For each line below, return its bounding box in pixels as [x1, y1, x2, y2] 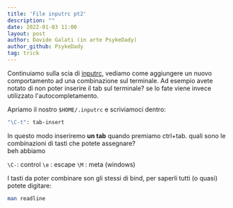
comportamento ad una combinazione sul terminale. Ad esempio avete [7, 76, 213, 85]
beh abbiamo [7, 146, 46, 155]
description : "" [7, 17, 55, 24]
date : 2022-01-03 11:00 [7, 23, 78, 30]
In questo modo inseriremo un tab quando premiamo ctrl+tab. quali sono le [7, 131, 226, 140]
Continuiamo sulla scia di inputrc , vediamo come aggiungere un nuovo [7, 68, 213, 78]
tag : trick [7, 50, 40, 57]
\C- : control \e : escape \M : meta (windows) [7, 160, 136, 169]
